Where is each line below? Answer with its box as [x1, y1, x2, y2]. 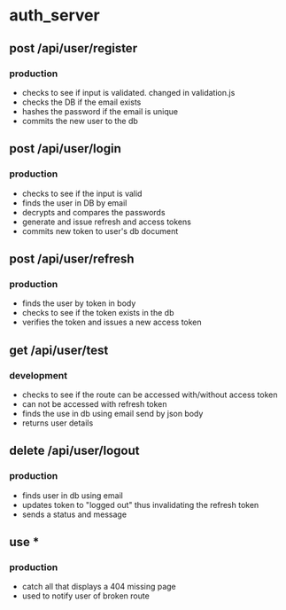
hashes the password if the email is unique [21, 106, 179, 116]
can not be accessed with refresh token [21, 398, 167, 409]
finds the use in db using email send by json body [21, 408, 204, 418]
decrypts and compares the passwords [21, 207, 166, 217]
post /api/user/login [9, 141, 121, 156]
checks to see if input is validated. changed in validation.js [21, 87, 236, 98]
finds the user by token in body [21, 298, 136, 309]
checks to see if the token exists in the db [21, 308, 174, 318]
